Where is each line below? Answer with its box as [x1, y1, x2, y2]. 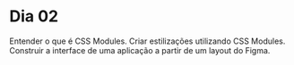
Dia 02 [9, 6, 59, 27]
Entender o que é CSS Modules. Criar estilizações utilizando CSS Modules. [9, 36, 286, 46]
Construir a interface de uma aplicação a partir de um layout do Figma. [9, 45, 271, 55]
